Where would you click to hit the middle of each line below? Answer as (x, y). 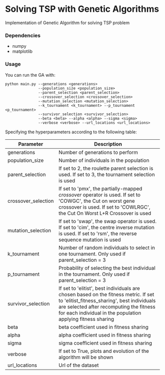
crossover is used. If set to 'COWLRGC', (105, 207)
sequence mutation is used (90, 240)
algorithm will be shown (86, 357)
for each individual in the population (100, 312)
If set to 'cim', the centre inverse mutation (107, 227)
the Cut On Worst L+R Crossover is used (105, 213)
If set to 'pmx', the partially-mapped (100, 188)
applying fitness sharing (86, 319)
